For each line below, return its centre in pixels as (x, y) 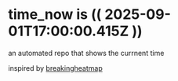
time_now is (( (55, 15)
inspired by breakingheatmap (56, 68)
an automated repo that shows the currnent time (86, 53)
